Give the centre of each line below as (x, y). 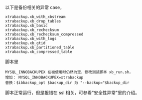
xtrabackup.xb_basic (27, 25)
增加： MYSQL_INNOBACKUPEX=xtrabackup (44, 77)
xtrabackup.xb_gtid (25, 43)
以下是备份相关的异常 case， (35, 7)
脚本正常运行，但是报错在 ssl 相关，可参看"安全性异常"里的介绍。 (72, 92)
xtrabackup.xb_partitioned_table (40, 47)
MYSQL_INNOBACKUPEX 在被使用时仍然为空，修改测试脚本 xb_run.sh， (69, 72)
